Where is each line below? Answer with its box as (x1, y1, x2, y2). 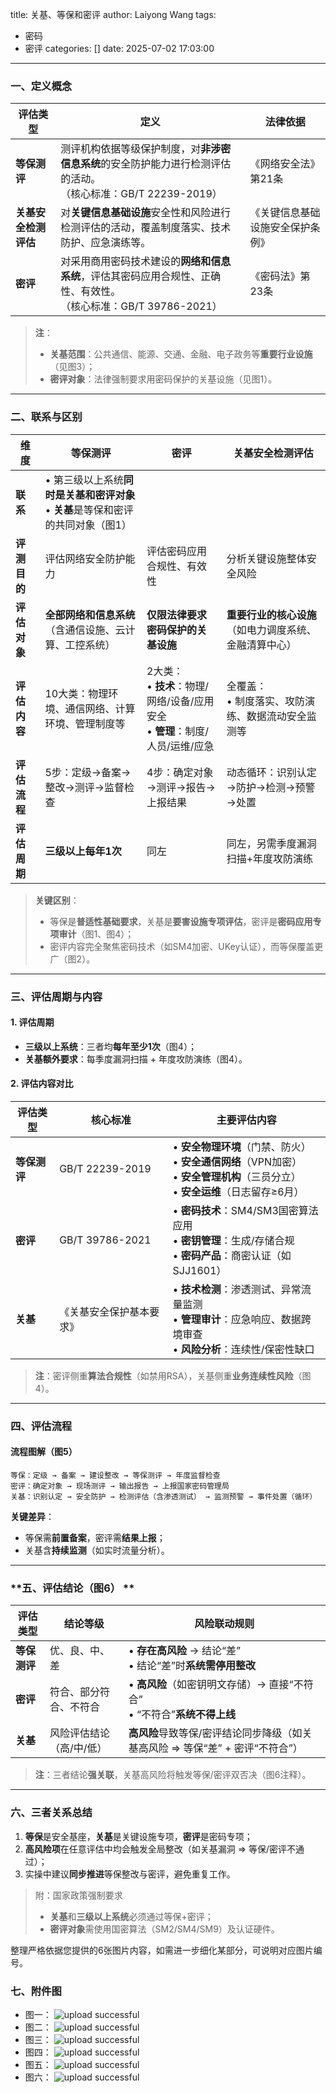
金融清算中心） (226, 638, 297, 652)
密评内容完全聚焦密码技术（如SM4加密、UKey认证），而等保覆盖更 (49, 940, 324, 952)
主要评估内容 (216, 1113, 277, 1127)
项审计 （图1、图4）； (49, 928, 135, 940)
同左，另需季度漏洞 (226, 836, 317, 850)
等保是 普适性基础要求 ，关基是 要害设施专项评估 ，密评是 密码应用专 (49, 915, 322, 927)
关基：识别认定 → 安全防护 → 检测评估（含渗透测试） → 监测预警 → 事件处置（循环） (10, 1492, 318, 1502)
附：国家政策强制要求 (34, 1889, 123, 1901)
